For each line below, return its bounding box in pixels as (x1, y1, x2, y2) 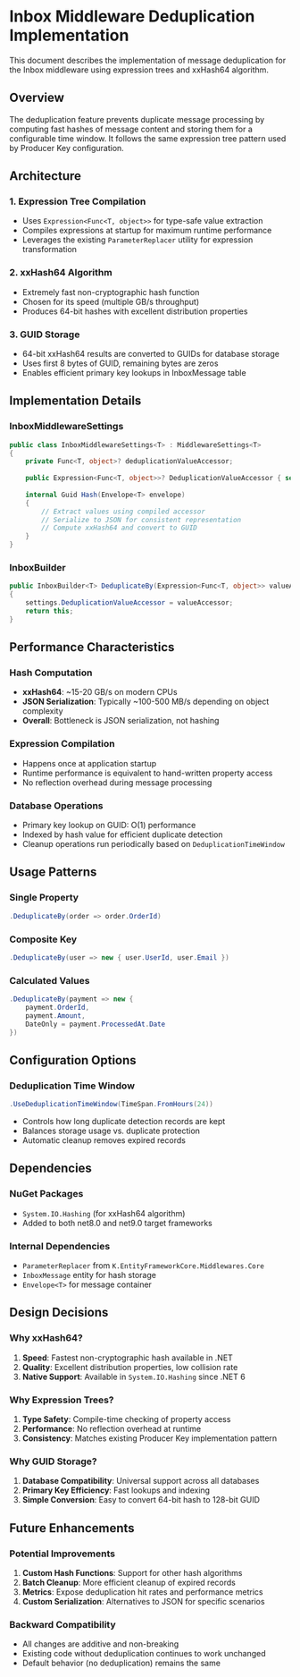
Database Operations (9, 799, 104, 811)
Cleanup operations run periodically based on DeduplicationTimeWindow (21, 839, 286, 850)
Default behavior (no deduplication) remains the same (21, 1657, 221, 1669)
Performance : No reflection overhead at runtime (21, 1423, 202, 1434)
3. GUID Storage (9, 328, 80, 341)
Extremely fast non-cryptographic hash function (21, 286, 200, 297)
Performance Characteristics (9, 639, 175, 655)
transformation (21, 244, 78, 255)
